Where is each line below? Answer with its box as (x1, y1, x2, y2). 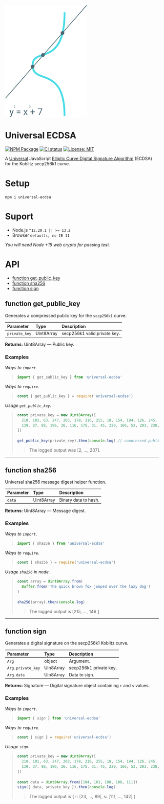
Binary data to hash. (59, 497, 100, 503)
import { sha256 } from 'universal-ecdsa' (17, 541, 105, 546)
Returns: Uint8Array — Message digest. (5, 508, 86, 514)
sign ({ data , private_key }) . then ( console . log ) (17, 785, 116, 790)
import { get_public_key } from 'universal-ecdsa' (17, 375, 123, 380)
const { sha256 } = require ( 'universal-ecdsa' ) (17, 560, 116, 565)
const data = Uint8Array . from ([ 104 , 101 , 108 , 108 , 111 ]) (17, 780, 138, 784)
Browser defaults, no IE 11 (12, 232, 70, 238)
